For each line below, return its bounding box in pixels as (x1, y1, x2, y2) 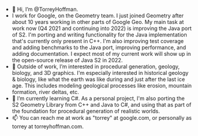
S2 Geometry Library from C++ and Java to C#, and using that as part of (11, 101, 192, 108)
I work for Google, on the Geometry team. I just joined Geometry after (11, 12, 184, 19)
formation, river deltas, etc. (11, 89, 79, 95)
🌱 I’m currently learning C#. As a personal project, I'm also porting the (11, 95, 185, 102)
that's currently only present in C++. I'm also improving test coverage (11, 38, 184, 44)
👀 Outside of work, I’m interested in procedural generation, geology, (11, 63, 180, 70)
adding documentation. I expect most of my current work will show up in (11, 50, 191, 57)
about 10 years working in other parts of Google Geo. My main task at (11, 19, 184, 25)
